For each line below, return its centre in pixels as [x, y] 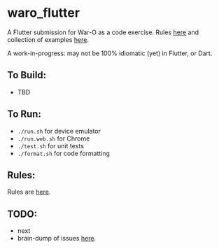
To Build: [27, 75]
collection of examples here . [48, 39]
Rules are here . [29, 192]
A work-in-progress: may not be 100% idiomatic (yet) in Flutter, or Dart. [110, 53]
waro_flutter [44, 13]
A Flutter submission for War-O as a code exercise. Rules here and [103, 32]
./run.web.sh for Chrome [54, 138]
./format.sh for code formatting [64, 153]
